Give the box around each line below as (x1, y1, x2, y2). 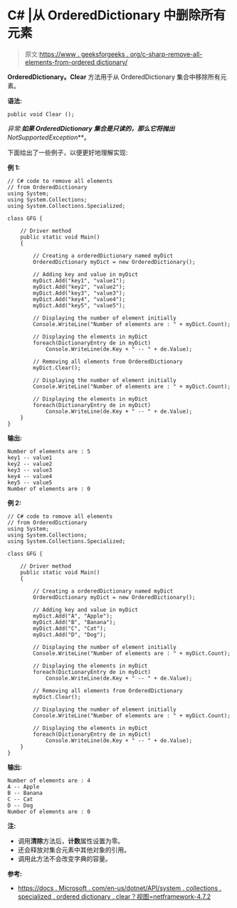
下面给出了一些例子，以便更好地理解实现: (7, 148, 128, 157)
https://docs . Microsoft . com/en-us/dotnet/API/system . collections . (17, 884, 222, 892)
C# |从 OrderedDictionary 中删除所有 (7, 7, 226, 23)
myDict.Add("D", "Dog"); (33, 631, 107, 638)
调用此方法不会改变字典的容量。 (17, 854, 112, 862)
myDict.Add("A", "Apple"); (33, 612, 113, 620)
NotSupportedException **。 (7, 133, 91, 142)
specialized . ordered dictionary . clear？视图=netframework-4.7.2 (17, 892, 211, 901)
